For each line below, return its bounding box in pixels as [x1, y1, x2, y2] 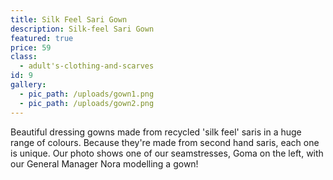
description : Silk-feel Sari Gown [10, 24, 155, 34]
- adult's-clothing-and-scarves [19, 61, 155, 71]
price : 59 [10, 42, 52, 53]
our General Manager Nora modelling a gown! [10, 157, 199, 170]
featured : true [10, 33, 74, 43]
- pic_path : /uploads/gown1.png [19, 89, 155, 99]
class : [10, 52, 38, 62]
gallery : [10, 80, 47, 90]
